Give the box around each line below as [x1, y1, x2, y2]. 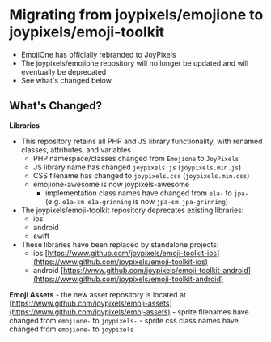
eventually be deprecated [20, 66, 107, 76]
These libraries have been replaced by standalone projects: [20, 239, 219, 249]
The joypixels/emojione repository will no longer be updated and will [20, 58, 249, 68]
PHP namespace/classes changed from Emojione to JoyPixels [32, 153, 239, 163]
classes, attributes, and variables [20, 144, 132, 155]
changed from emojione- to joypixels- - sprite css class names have [9, 315, 239, 325]
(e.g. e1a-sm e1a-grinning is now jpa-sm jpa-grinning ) [44, 196, 229, 206]
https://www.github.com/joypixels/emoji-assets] [11, 298, 172, 308]
